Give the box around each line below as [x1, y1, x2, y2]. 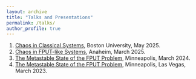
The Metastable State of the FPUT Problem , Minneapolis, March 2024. [15, 54, 191, 62]
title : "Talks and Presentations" [6, 14, 94, 20]
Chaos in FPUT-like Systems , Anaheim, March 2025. [15, 48, 146, 56]
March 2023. [15, 67, 47, 75]
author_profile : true [6, 25, 61, 32]
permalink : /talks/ [6, 20, 56, 26]
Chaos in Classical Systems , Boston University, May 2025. [15, 42, 160, 49]
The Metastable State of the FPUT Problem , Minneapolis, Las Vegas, [15, 61, 186, 68]
